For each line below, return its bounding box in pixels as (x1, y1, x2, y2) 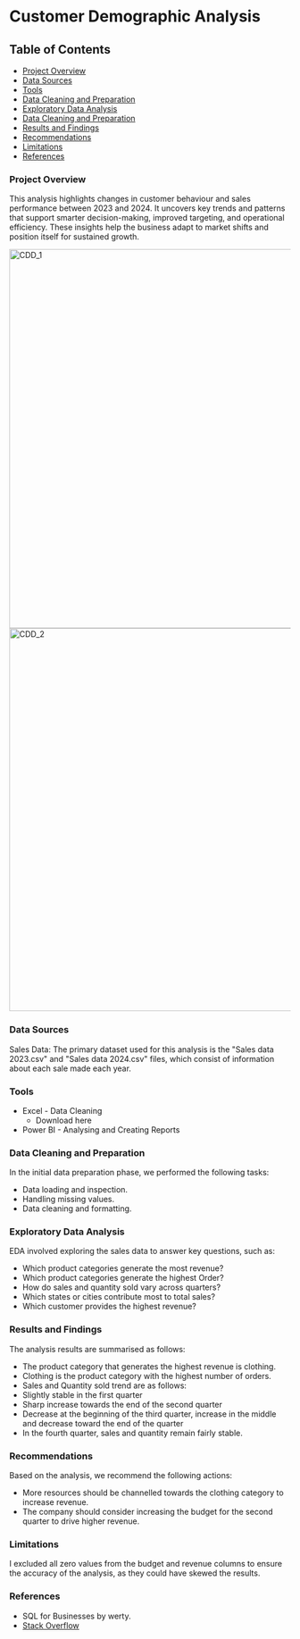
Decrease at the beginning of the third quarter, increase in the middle (21, 1409, 277, 1419)
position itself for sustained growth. (9, 231, 140, 242)
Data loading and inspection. (21, 1184, 128, 1195)
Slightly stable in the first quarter (21, 1389, 143, 1400)
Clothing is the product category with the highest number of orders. (21, 1370, 272, 1381)
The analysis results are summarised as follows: (9, 1343, 186, 1354)
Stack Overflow (21, 1619, 80, 1631)
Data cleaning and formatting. (21, 1203, 132, 1214)
